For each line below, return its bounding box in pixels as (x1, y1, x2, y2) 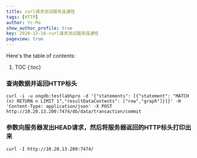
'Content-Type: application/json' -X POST (6, 104, 112, 110)
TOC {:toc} (14, 64, 41, 71)
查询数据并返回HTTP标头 (6, 79, 77, 87)
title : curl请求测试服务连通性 (6, 8, 75, 15)
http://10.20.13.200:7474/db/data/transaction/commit (6, 108, 142, 115)
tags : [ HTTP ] (6, 14, 38, 20)
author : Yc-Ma (6, 19, 41, 25)
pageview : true (6, 36, 44, 42)
